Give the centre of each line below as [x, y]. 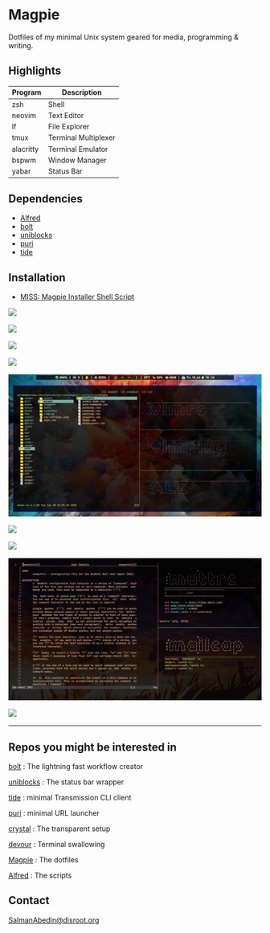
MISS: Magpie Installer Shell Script [77, 297]
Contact [29, 900]
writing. [21, 45]
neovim [24, 115]
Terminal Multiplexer [82, 137]
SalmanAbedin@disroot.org [54, 920]
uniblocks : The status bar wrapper [66, 782]
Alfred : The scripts [40, 875]
